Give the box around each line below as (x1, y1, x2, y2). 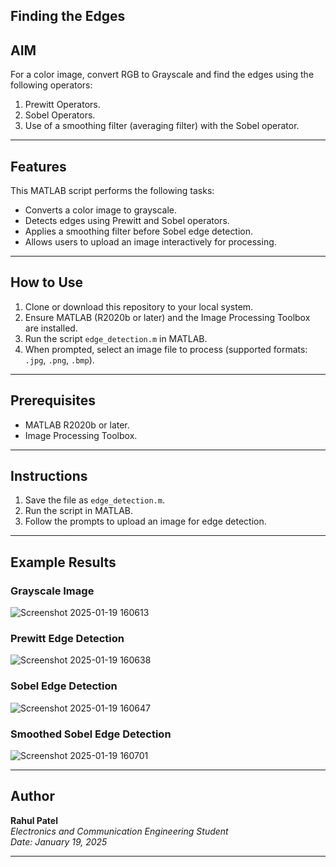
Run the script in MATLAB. (24, 505, 134, 517)
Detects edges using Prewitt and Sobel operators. (24, 215, 230, 227)
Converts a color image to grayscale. (24, 204, 178, 216)
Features (10, 158, 67, 175)
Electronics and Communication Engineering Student (10, 825, 229, 837)
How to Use (10, 274, 84, 291)
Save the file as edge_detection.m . (24, 494, 165, 506)
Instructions (10, 468, 88, 485)
